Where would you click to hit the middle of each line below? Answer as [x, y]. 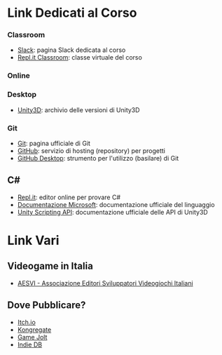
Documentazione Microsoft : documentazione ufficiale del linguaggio [116, 204]
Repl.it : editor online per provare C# [69, 197]
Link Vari [33, 241]
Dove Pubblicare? [47, 306]
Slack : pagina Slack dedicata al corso [71, 50]
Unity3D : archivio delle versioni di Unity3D [78, 109]
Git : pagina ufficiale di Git [54, 143]
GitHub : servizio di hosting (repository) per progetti [91, 151]
